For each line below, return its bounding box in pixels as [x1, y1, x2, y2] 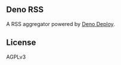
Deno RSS [6, 5, 44, 15]
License [6, 38, 36, 48]
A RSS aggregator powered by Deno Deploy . [6, 20, 115, 27]
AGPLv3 [6, 53, 26, 60]
